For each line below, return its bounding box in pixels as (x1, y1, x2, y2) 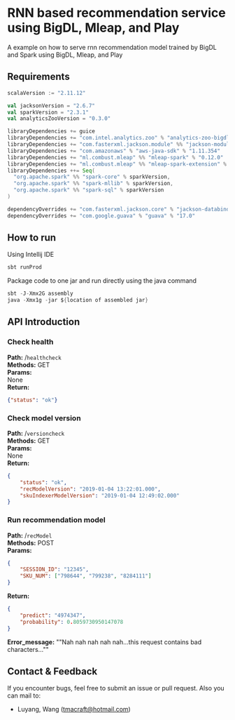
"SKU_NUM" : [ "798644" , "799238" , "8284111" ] (20, 573, 152, 580)
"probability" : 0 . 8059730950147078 (20, 618, 124, 625)
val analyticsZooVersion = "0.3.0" (7, 115, 111, 122)
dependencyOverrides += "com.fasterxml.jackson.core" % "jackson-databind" (7, 206, 233, 213)
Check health (7, 337, 54, 347)
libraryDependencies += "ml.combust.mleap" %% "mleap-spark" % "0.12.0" (7, 154, 224, 161)
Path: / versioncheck (7, 429, 65, 437)
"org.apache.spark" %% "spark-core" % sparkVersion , (13, 173, 171, 180)
